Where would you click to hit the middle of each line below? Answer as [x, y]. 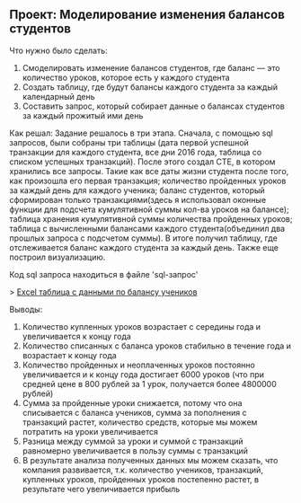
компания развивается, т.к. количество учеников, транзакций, [142, 470]
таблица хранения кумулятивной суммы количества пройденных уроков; [151, 218]
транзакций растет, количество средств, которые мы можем [140, 422]
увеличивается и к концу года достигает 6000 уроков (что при [143, 374]
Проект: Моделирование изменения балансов [147, 15]
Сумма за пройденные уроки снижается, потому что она [132, 402]
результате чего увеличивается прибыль [101, 489]
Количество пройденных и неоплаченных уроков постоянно [139, 365]
